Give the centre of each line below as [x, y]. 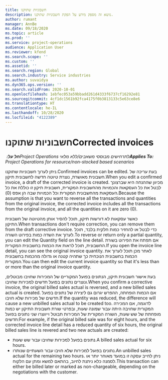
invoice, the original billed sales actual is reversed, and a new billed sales [81, 287]
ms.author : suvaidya [27, 80]
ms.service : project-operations [39, 43]
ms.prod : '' [18, 38]
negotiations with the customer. [45, 372]
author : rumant [21, 19]
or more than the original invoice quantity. [48, 267]
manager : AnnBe [21, 24]
